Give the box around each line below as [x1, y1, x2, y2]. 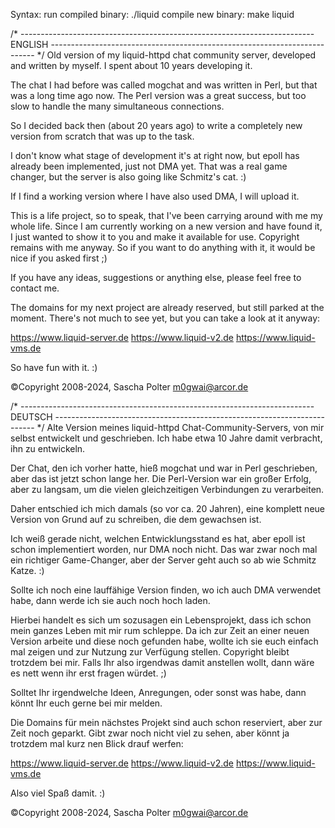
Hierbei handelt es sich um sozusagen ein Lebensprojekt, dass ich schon [10, 614, 312, 626]
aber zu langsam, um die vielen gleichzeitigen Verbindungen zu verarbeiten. [10, 484, 325, 495]
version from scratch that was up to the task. [10, 130, 195, 142]
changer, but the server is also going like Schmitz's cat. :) [10, 171, 247, 183]
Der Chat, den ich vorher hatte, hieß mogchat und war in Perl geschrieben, [10, 462, 318, 474]
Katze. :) [10, 565, 45, 576]
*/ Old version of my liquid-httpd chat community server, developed [36, 49, 317, 61]
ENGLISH [10, 39, 49, 50]
